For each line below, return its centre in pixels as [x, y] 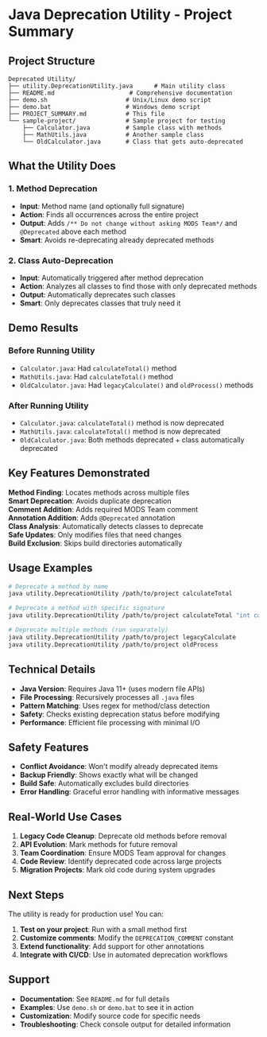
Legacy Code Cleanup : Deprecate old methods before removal [123, 836]
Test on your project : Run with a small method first [103, 929]
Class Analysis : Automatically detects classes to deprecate [106, 526]
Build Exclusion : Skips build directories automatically [95, 543]
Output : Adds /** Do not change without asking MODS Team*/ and [128, 223]
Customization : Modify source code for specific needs [110, 1016]
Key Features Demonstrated [79, 474]
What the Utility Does [62, 166]
